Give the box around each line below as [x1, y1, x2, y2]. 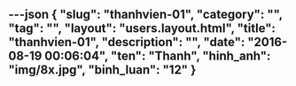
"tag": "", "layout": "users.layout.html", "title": [8, 21, 277, 36]
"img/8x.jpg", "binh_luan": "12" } [8, 62, 197, 78]
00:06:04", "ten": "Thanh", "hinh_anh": [44, 49, 271, 64]
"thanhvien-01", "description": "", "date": [8, 35, 245, 50]
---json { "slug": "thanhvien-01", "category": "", [8, 7, 283, 22]
